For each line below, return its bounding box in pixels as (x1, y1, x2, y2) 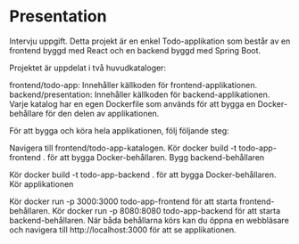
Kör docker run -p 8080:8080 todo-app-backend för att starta (52, 205, 281, 216)
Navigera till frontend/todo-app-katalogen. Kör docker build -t (9, 142, 237, 153)
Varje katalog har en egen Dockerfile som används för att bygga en (9, 98, 256, 109)
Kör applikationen (9, 178, 74, 189)
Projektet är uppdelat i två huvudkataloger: (9, 62, 167, 73)
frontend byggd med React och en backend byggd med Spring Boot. (9, 45, 262, 55)
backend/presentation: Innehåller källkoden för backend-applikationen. (9, 89, 270, 100)
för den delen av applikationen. (45, 108, 160, 118)
